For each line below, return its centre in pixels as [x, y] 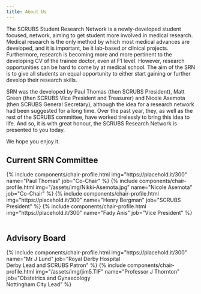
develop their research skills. [42, 80]
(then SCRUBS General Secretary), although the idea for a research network [100, 104]
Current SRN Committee [52, 160]
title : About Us [26, 12]
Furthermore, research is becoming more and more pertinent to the [89, 54]
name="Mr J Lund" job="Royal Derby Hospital [63, 259]
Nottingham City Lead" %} [39, 284]
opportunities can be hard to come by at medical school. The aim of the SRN [101, 67]
